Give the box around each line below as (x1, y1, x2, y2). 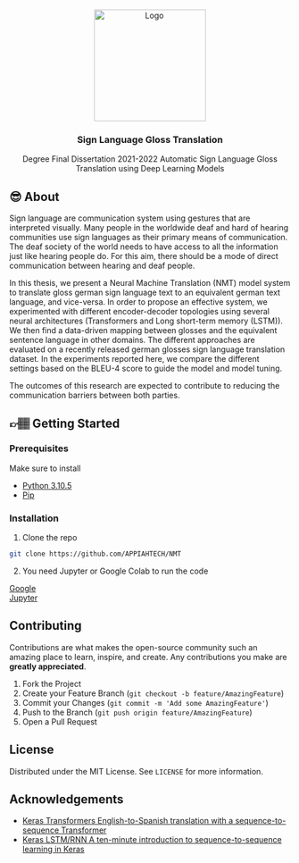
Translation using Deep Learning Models (75, 163, 225, 174)
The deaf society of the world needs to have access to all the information (9, 241, 278, 252)
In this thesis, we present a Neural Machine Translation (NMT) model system (9, 278, 291, 289)
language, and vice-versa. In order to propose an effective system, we (9, 297, 268, 307)
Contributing (9, 618, 82, 633)
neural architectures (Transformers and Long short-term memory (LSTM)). (9, 315, 284, 326)
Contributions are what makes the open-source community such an (9, 641, 258, 652)
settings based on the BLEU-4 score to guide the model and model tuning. (9, 363, 283, 374)
